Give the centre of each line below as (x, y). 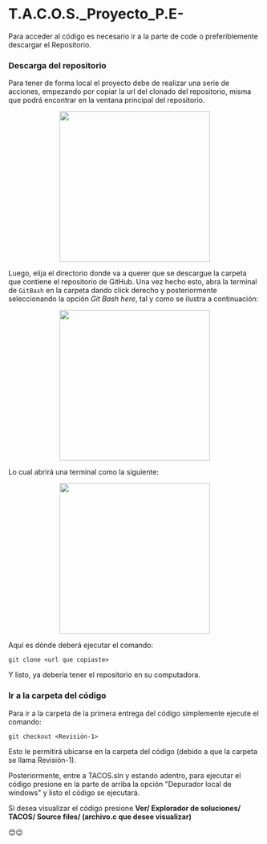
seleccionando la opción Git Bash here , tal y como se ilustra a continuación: (133, 299)
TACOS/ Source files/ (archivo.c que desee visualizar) (100, 817)
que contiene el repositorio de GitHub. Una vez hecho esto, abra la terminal (133, 282)
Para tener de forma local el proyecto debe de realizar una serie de (119, 83)
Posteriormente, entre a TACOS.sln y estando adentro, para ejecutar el (125, 775)
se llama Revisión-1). (42, 760)
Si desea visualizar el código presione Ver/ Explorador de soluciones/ (125, 808)
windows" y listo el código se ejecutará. (74, 793)
